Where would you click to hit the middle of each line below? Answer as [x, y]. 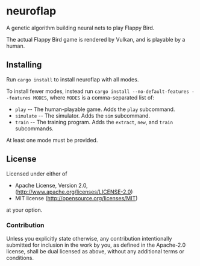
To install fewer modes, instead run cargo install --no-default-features [98, 91]
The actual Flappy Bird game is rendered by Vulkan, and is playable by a [96, 39]
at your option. [24, 210]
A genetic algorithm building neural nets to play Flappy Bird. [80, 28]
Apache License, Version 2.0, [52, 185]
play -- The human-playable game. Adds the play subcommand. [95, 109]
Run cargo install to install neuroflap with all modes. [73, 79]
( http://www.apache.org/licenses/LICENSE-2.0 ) [74, 192]
